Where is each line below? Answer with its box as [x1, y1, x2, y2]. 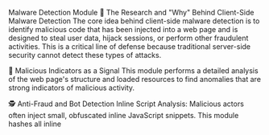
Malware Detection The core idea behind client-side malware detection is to [8, 16, 260, 26]
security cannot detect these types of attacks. [8, 51, 162, 59]
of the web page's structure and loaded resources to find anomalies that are [8, 75, 262, 84]
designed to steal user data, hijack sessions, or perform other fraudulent [8, 33, 249, 43]
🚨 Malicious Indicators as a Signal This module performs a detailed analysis [8, 66, 259, 76]
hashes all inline [8, 119, 62, 129]
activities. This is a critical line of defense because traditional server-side [8, 42, 251, 51]
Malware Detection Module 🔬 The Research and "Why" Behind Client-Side [8, 8, 255, 17]
